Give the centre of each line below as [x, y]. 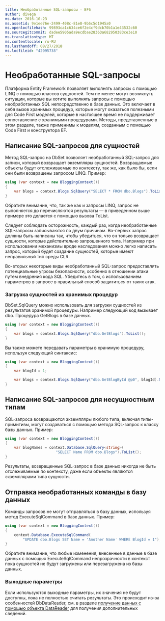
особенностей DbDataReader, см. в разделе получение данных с [73, 603]
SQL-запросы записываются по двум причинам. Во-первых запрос [76, 230]
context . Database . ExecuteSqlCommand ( [53, 535]
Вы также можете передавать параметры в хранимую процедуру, [75, 348]
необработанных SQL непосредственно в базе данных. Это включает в [80, 104]
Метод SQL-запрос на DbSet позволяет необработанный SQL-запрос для [82, 158]
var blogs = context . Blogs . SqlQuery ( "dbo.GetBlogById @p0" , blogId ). [87, 380]
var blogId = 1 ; [31, 371]
